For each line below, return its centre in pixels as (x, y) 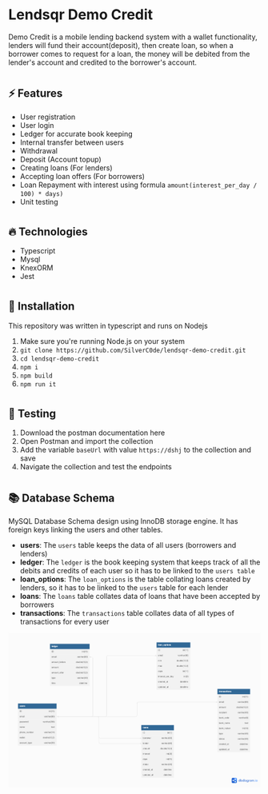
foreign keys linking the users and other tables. (86, 529)
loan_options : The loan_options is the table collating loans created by (135, 579)
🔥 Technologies (48, 231)
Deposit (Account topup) (60, 159)
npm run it (38, 384)
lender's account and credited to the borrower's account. (103, 62)
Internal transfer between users (72, 142)
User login (37, 125)
